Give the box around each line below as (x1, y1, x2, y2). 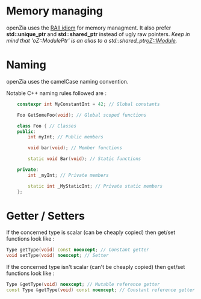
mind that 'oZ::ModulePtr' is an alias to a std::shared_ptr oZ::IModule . (6, 37, 178, 44)
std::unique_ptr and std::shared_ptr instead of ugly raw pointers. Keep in (6, 30, 191, 37)
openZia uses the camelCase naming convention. (6, 78, 129, 85)
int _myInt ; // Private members (28, 172, 110, 178)
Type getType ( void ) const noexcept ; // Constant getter (6, 247, 149, 253)
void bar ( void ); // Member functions (28, 145, 122, 151)
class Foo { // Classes (17, 123, 77, 129)
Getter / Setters (6, 209, 85, 223)
